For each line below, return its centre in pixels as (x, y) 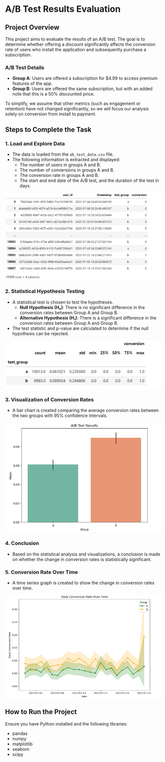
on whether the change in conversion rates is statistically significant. (82, 559)
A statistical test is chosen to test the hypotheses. (63, 302)
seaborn (21, 749)
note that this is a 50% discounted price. (53, 94)
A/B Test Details (25, 68)
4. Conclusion (22, 543)
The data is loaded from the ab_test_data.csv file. (63, 154)
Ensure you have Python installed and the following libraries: (66, 724)
